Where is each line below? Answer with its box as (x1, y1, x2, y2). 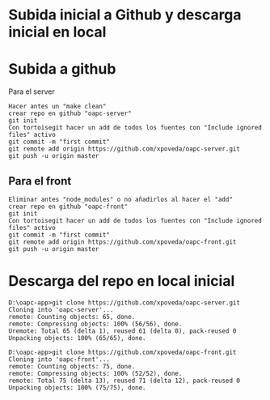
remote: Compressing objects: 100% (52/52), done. (8, 369, 183, 377)
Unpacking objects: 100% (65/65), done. (8, 334, 147, 342)
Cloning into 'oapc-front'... (8, 355, 111, 364)
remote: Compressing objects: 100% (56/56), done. (8, 320, 183, 328)
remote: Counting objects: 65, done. (8, 313, 136, 321)
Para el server (8, 87, 55, 96)
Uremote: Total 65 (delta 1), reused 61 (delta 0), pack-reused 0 (8, 326, 237, 335)
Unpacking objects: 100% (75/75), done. (8, 383, 147, 392)
